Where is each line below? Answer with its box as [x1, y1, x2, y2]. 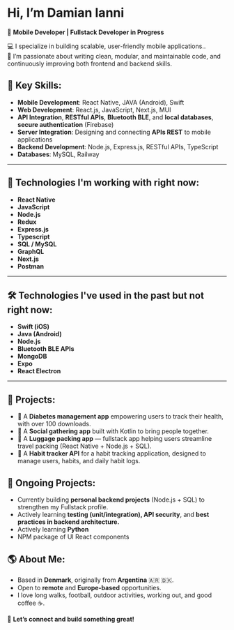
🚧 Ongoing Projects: [7, 477, 96, 489]
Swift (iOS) [17, 322, 50, 331]
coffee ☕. [17, 599, 45, 607]
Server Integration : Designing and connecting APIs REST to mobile [17, 128, 211, 136]
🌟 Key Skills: [7, 80, 62, 91]
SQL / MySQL [17, 239, 57, 248]
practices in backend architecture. [17, 518, 120, 526]
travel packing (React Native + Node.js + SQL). [17, 442, 152, 451]
